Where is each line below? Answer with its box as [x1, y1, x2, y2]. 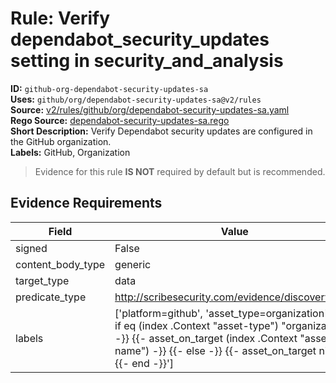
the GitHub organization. [10, 135, 112, 147]
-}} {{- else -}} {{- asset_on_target [151, 343, 317, 357]
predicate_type [15, 290, 87, 304]
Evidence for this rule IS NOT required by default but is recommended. [34, 165, 326, 177]
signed [15, 241, 48, 255]
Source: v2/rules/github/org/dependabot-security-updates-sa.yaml [10, 103, 290, 116]
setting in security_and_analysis [10, 50, 284, 72]
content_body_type [15, 257, 106, 271]
